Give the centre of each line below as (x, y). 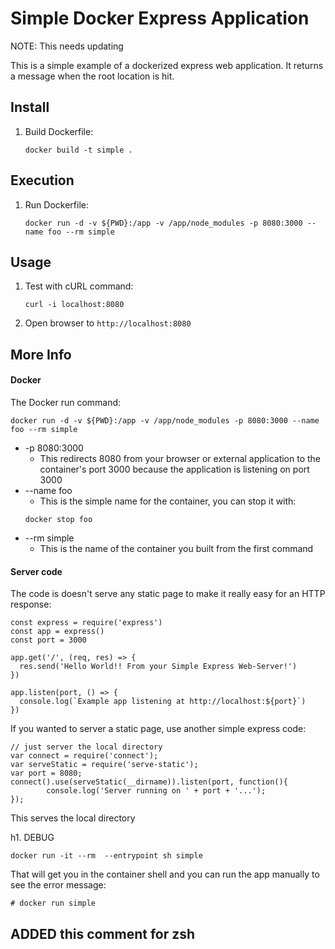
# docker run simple (53, 903)
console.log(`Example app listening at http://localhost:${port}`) (163, 702)
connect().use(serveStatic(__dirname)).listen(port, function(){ (149, 782)
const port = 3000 (48, 640)
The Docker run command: (66, 402)
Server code (36, 571)
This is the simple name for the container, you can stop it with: (168, 501)
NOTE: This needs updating (67, 46)
